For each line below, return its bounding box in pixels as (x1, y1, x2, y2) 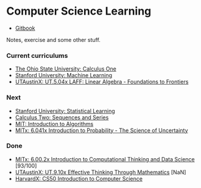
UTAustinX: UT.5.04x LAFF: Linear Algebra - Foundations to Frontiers (15, 78, 189, 86)
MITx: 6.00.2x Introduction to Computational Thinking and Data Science (15, 155, 195, 162)
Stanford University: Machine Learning (15, 72, 113, 79)
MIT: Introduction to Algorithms (15, 120, 94, 127)
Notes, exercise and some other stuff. (6, 36, 100, 43)
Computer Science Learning (6, 4, 152, 18)
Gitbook (15, 24, 35, 32)
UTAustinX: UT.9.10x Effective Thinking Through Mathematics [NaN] (15, 169, 186, 176)
